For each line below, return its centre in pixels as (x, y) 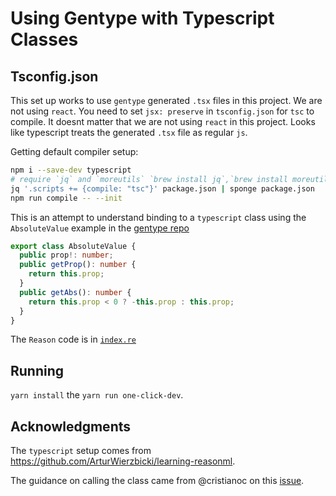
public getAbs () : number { (75, 292)
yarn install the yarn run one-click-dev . (97, 395)
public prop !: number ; (66, 255)
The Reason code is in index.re (73, 339)
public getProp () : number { (78, 265)
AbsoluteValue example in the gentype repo (100, 228)
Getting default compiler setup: (74, 151)
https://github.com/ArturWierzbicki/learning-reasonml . (123, 461)
